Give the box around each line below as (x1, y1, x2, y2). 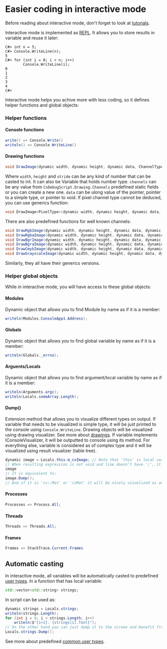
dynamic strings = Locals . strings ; (5, 606, 79, 611)
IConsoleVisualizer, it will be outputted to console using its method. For (5, 437, 150, 443)
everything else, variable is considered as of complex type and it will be (5, 442, 152, 448)
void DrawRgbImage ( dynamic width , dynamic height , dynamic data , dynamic (5, 228, 162, 233)
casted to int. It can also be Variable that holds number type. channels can (5, 178, 157, 185)
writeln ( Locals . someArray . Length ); (5, 394, 79, 399)
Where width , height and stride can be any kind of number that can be (5, 173, 151, 179)
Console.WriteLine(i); (23, 62, 70, 67)
